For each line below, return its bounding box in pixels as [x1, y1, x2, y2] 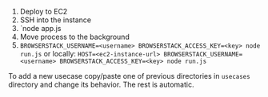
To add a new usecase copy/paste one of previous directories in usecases [8, 72, 250, 80]
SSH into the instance [19, 15, 92, 25]
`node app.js [19, 24, 62, 33]
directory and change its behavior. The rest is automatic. [8, 80, 194, 89]
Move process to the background [19, 32, 130, 41]
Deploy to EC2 [19, 7, 68, 16]
